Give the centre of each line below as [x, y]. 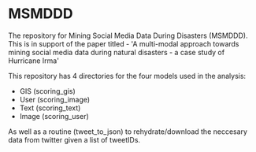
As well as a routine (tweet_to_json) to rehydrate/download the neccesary [128, 132]
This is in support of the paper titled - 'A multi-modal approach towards [124, 43]
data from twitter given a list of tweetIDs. [74, 139]
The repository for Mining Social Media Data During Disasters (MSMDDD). [128, 35]
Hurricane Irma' [33, 61]
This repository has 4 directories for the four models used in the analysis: [127, 76]
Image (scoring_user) [54, 116]
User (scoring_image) [55, 99]
